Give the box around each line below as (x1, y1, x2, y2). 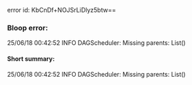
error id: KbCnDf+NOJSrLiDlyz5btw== (7, 6, 116, 14)
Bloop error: (7, 23, 48, 32)
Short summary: (7, 55, 55, 63)
